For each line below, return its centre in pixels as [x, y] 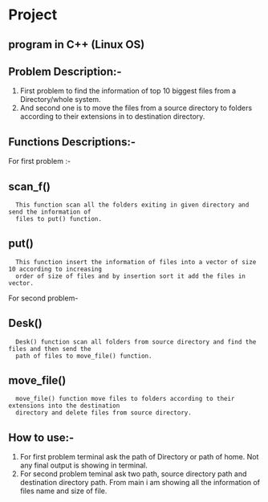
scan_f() [29, 186]
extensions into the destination [64, 406]
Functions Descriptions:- [72, 142]
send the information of [50, 212]
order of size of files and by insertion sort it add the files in [131, 276]
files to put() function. [59, 219]
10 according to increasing [55, 269]
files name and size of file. [63, 491]
